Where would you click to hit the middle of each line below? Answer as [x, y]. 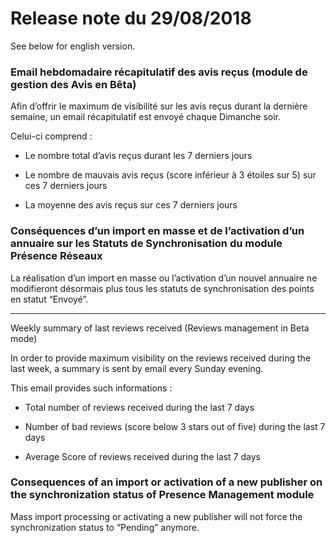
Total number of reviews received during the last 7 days [139, 407]
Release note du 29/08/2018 [131, 18]
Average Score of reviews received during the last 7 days [142, 456]
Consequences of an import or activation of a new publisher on [166, 482]
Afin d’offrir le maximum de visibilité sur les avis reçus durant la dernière [159, 106]
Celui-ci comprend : [51, 136]
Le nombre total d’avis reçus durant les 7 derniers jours [138, 156]
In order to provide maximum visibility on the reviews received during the [161, 358]
